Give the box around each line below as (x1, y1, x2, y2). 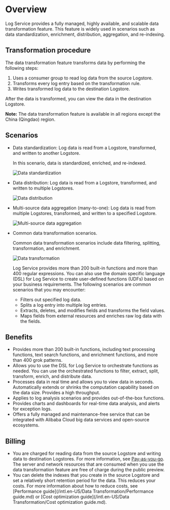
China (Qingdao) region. (5, 116, 56, 122)
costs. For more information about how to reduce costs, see (12, 483, 138, 489)
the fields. (20, 318, 42, 324)
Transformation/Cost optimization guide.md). (12, 499, 107, 505)
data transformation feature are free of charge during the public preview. (12, 467, 165, 473)
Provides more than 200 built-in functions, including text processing (12, 346, 155, 353)
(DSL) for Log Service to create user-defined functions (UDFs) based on (12, 276, 164, 282)
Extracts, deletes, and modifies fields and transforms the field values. (20, 307, 165, 313)
